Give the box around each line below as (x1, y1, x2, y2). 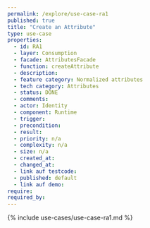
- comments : (13, 96, 49, 103)
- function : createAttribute (13, 63, 99, 70)
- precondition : (13, 121, 61, 129)
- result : (13, 128, 42, 136)
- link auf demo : (13, 181, 65, 188)
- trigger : (13, 115, 46, 122)
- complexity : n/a (13, 142, 68, 149)
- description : (13, 69, 58, 76)
